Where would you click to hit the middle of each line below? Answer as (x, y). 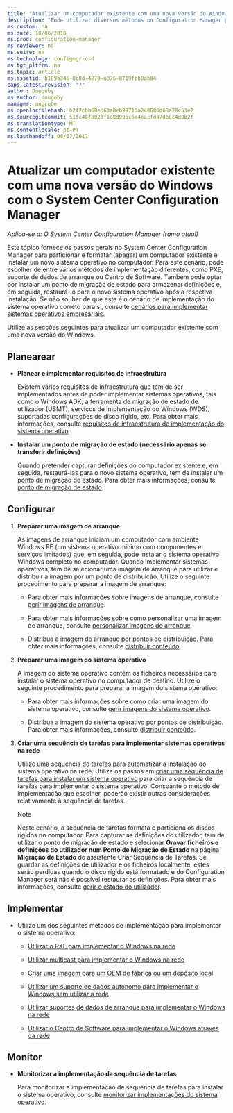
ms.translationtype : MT (42, 123)
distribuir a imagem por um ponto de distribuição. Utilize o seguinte (113, 576)
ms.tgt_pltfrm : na (34, 65)
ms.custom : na (28, 26)
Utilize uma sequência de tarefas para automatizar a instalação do (112, 764)
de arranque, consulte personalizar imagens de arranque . (110, 625)
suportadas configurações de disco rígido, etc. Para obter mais (107, 416)
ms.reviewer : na (31, 46)
